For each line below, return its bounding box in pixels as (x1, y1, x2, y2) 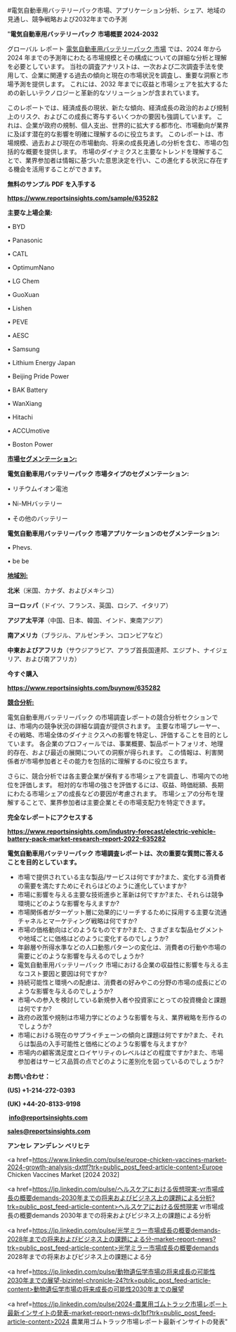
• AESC (7, 331, 29, 339)
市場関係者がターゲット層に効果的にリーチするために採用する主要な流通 (17, 908, 227, 916)
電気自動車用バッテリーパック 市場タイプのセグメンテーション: (7, 470, 190, 477)
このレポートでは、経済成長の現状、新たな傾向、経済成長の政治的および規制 (7, 104, 229, 112)
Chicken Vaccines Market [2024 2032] (7, 1171, 120, 1178)
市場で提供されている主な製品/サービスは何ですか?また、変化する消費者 (17, 873, 226, 881)
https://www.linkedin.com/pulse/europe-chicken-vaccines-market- (32, 1156, 227, 1163)
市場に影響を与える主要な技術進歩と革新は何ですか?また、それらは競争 (17, 890, 224, 899)
